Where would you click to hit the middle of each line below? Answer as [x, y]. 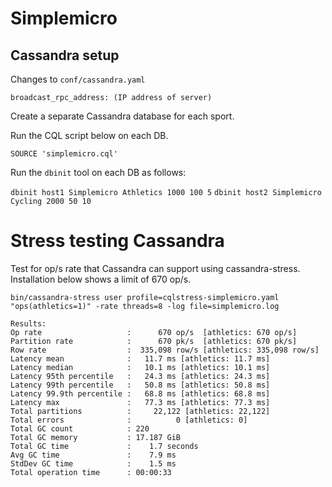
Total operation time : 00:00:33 [91, 472]
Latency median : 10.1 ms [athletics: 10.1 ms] [140, 367]
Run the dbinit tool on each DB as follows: [98, 172]
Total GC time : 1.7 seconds [104, 446]
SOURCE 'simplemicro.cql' [64, 154]
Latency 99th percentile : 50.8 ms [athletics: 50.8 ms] [140, 385]
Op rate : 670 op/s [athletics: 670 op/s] [154, 332]
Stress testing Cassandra [117, 241]
